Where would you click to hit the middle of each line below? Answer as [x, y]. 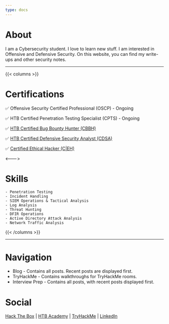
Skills [17, 179]
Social [18, 302]
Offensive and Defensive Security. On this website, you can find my [75, 54]
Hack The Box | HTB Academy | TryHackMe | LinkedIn [61, 316]
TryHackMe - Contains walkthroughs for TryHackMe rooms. [75, 277]
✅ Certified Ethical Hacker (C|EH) [40, 148]
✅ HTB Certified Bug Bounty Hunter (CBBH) [51, 128]
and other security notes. [40, 59]
